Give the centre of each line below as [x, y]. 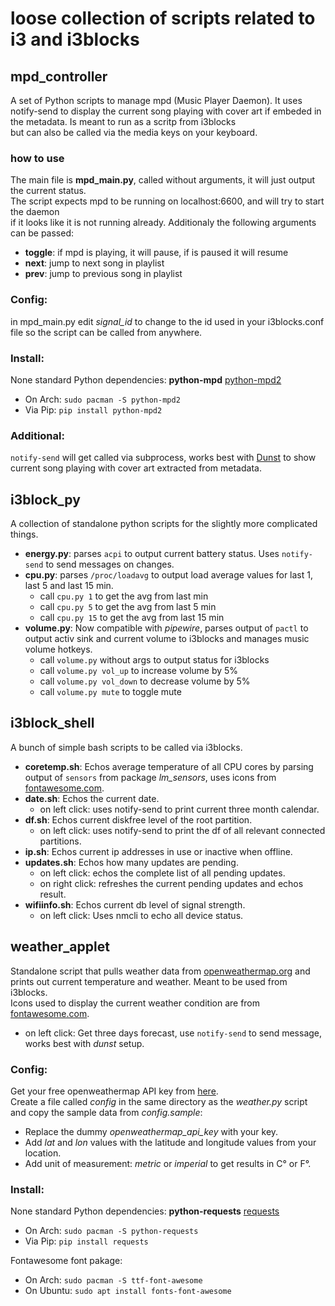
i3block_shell [52, 723]
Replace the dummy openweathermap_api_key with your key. [151, 1131]
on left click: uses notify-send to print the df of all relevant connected [182, 830]
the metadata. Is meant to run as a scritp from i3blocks [123, 121]
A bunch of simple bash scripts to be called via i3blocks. [126, 747]
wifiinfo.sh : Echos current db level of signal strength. [135, 904]
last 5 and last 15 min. [69, 585]
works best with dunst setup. [84, 1043]
